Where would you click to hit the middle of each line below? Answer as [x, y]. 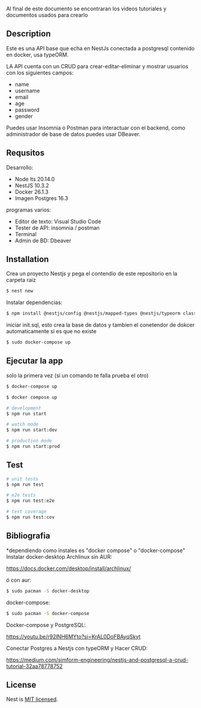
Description [28, 34]
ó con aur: [19, 580]
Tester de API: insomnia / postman [57, 228]
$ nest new [20, 291]
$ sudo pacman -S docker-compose [48, 613]
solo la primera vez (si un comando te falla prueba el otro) [77, 375]
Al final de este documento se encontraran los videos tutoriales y [86, 9]
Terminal [26, 234]
